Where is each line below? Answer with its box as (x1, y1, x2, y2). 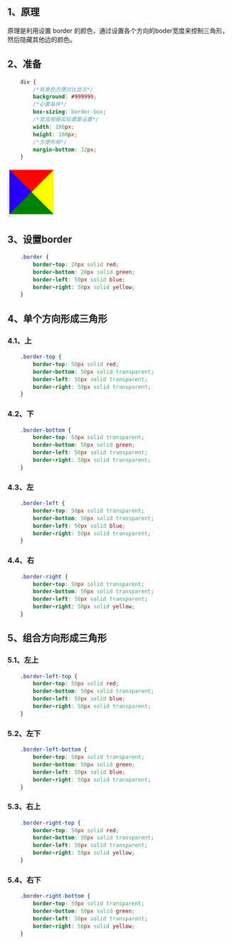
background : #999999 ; (33, 93, 97, 100)
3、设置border (7, 233, 73, 245)
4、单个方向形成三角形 (7, 312, 108, 325)
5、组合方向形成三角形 (7, 632, 107, 644)
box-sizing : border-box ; (33, 108, 107, 115)
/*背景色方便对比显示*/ (33, 85, 94, 93)
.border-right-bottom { (20, 893, 91, 900)
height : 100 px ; (33, 130, 78, 138)
